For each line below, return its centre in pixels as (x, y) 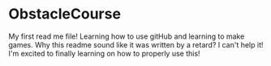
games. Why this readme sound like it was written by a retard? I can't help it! (136, 44)
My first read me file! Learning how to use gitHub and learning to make (127, 36)
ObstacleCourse (65, 14)
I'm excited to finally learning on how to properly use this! (104, 53)
